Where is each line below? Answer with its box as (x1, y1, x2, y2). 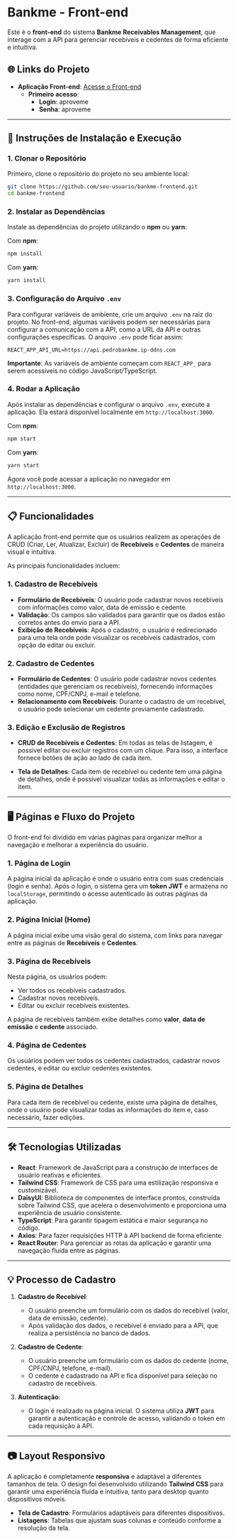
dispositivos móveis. (7, 1495, 67, 1503)
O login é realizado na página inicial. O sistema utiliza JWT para (28, 1407, 215, 1415)
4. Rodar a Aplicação (7, 384, 80, 394)
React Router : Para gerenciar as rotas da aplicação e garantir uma (17, 1239, 211, 1247)
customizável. (17, 1186, 59, 1195)
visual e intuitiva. (7, 548, 57, 556)
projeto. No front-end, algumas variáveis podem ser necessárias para (7, 317, 210, 326)
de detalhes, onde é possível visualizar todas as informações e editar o (17, 775, 225, 783)
